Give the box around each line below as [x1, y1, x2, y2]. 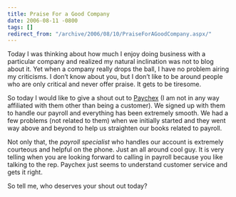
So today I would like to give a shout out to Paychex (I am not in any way [7, 94, 220, 102]
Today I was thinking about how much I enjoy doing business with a [7, 50, 206, 58]
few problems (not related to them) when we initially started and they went [7, 117, 226, 125]
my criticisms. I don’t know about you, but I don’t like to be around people [7, 73, 223, 81]
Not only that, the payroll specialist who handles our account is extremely [7, 138, 224, 147]
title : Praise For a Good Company [7, 10, 111, 18]
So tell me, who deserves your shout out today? [7, 182, 148, 191]
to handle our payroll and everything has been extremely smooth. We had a [7, 109, 229, 117]
